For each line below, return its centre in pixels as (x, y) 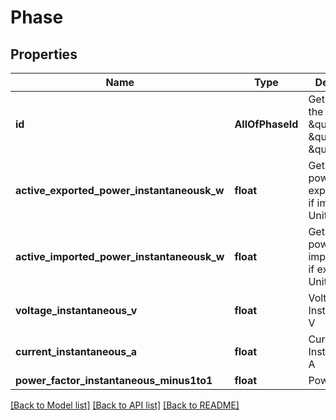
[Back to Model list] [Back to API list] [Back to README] (125, 405)
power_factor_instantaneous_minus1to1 (114, 380)
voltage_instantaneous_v (76, 310)
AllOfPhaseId (266, 124)
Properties (44, 54)
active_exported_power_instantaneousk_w (120, 190)
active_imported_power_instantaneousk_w (120, 256)
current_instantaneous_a (76, 351)
